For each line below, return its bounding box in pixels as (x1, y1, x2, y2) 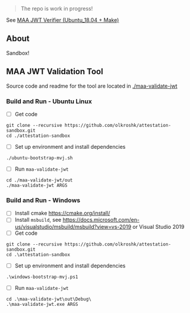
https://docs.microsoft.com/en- (62, 216, 140, 223)
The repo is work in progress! (20, 5, 93, 12)
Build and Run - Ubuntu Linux (6, 97, 92, 106)
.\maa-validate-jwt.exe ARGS (6, 301, 78, 307)
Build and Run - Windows (6, 196, 81, 205)
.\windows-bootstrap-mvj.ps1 (6, 274, 78, 280)
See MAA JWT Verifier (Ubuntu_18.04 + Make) (6, 17, 119, 23)
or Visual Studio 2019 (132, 223, 185, 230)
